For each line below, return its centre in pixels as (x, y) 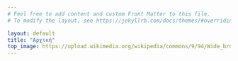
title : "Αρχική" (31, 40)
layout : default (31, 33)
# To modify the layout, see (50, 21)
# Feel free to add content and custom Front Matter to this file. (109, 14)
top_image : (23, 47)
